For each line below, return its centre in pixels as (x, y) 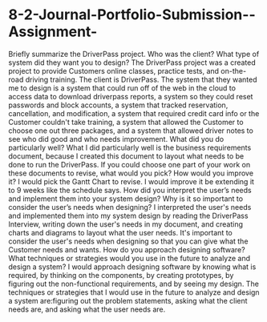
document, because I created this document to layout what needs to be (126, 156)
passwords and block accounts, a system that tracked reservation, (118, 105)
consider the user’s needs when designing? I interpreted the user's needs (130, 207)
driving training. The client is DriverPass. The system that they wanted (141, 79)
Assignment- (53, 32)
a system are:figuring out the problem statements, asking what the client (128, 300)
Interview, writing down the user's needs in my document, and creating (125, 224)
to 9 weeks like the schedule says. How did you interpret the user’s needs (130, 190)
